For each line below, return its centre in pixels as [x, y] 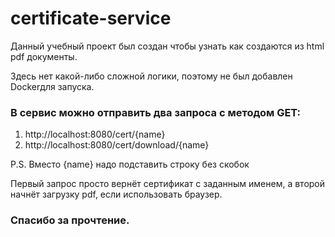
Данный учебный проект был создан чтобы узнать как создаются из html [167, 46]
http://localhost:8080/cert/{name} [95, 134]
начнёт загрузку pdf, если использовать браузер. [116, 194]
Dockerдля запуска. [52, 86]
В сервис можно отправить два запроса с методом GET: [156, 112]
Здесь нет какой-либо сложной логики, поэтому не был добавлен [151, 76]
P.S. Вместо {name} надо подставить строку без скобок [130, 164]
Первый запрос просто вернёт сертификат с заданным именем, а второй [168, 184]
